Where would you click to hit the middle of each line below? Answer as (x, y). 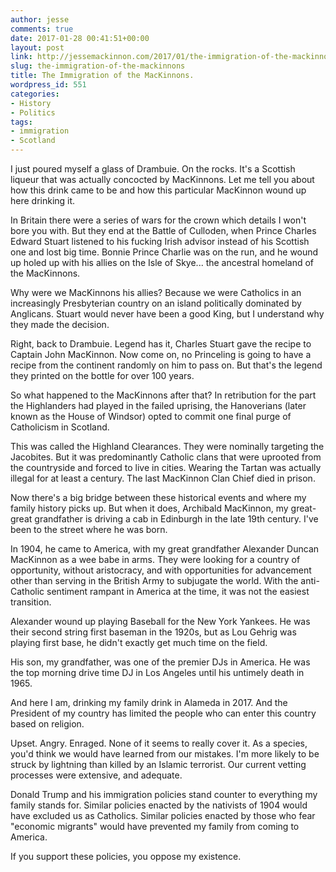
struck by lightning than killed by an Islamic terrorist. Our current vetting (158, 764)
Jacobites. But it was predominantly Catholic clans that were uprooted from (166, 457)
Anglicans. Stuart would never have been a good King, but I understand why (167, 314)
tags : (21, 122)
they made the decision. (60, 324)
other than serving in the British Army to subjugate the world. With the (154, 580)
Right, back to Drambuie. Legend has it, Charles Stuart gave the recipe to (161, 344)
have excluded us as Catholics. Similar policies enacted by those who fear (163, 815)
